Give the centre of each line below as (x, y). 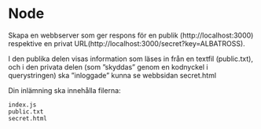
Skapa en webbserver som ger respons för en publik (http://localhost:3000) (131, 35)
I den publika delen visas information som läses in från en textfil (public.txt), (131, 59)
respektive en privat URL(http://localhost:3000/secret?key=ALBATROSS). (127, 43)
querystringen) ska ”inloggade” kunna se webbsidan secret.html (112, 75)
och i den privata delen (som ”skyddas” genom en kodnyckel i (108, 66)
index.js (22, 105)
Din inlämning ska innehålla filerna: (64, 90)
